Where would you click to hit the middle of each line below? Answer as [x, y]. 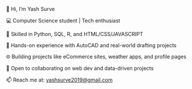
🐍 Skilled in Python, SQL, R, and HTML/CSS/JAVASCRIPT [75, 34]
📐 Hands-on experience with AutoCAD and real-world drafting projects [91, 45]
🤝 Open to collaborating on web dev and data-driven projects [80, 68]
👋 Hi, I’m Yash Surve [30, 9]
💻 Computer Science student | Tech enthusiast [63, 21]
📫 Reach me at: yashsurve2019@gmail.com [59, 80]
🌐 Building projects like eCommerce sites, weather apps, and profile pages [96, 56]
